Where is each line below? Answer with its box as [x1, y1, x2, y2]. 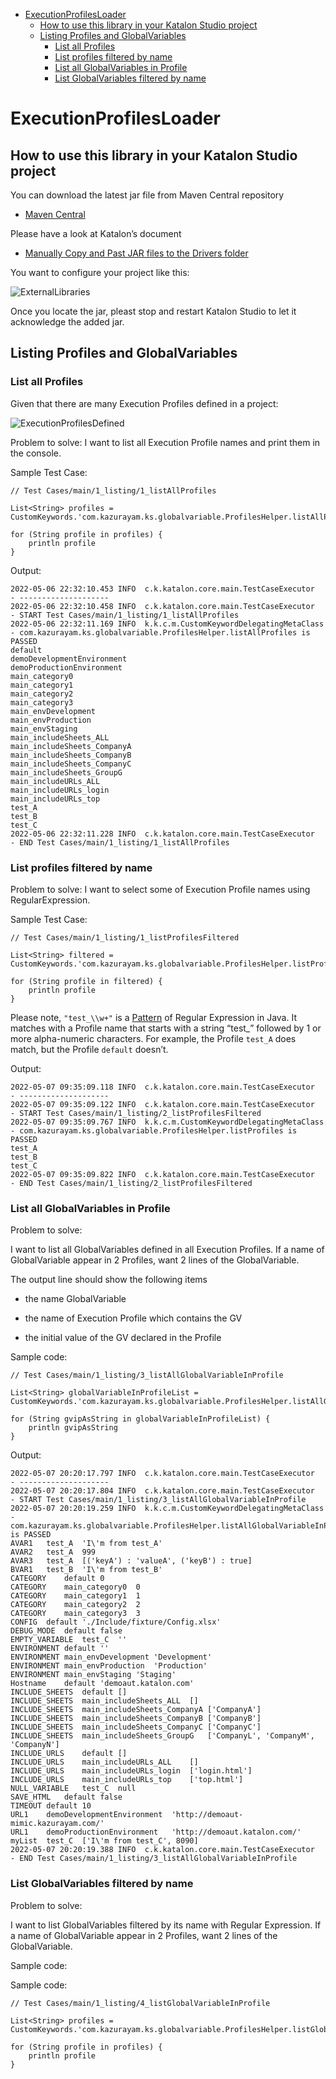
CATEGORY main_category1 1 [10, 1591, 141, 1601]
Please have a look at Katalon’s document [10, 228, 182, 239]
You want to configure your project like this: [10, 267, 190, 278]
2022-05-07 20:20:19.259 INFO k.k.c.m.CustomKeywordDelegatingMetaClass [10, 1504, 325, 1514]
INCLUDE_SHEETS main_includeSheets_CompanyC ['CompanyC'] [10, 1722, 262, 1733]
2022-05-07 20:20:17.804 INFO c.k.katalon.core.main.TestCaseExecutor [10, 1486, 315, 1496]
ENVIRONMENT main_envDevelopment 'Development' [10, 1652, 213, 1663]
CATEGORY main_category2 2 [10, 1600, 141, 1610]
